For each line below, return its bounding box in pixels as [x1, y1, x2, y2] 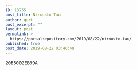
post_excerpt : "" [5, 22, 43, 27]
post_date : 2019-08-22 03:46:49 [5, 46, 74, 51]
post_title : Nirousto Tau [5, 12, 61, 17]
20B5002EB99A [5, 60, 38, 66]
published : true [5, 41, 40, 46]
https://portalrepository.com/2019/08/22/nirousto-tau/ [10, 37, 132, 42]
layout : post [5, 27, 33, 32]
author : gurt [5, 17, 33, 22]
